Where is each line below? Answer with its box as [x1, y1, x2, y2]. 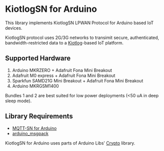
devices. [5, 25, 23, 31]
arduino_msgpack [12, 130, 49, 136]
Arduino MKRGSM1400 [12, 83, 59, 89]
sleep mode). [5, 98, 32, 104]
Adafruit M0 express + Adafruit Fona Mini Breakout [12, 73, 115, 78]
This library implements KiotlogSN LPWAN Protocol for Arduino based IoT [5, 20, 154, 26]
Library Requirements [5, 112, 73, 120]
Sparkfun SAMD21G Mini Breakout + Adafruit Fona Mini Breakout [12, 77, 143, 83]
